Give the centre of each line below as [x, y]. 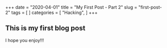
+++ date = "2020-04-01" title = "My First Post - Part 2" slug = [71, 7]
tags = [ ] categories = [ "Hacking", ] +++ [54, 12]
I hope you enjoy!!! [25, 40]
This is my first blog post [45, 28]
